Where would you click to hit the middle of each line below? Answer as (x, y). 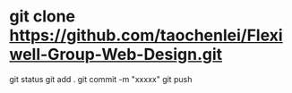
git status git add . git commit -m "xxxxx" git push (101, 79)
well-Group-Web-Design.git (116, 55)
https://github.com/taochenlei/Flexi (146, 35)
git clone (43, 17)
